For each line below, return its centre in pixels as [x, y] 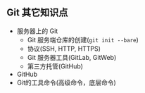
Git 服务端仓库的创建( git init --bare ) [83, 39]
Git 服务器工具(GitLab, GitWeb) [72, 57]
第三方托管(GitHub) [55, 66]
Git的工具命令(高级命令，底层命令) [67, 82]
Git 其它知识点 [37, 13]
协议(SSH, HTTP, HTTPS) [64, 49]
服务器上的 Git [37, 31]
